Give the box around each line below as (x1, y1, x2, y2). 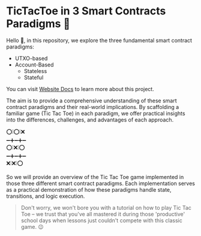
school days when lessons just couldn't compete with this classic (20, 217, 183, 224)
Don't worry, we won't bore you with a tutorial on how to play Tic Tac (20, 204, 192, 211)
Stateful (23, 74, 44, 81)
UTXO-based (14, 55, 48, 62)
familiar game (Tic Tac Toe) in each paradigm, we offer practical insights (6, 110, 185, 117)
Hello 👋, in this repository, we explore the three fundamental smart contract (6, 37, 193, 44)
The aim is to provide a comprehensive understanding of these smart (6, 97, 177, 104)
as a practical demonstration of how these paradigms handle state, (6, 186, 172, 193)
